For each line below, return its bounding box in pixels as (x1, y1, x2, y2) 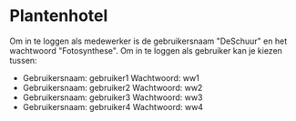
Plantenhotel (9, 5, 108, 26)
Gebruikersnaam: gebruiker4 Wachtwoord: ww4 (22, 101, 203, 112)
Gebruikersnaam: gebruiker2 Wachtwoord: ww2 (22, 82, 203, 93)
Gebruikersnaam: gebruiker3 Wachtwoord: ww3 (22, 92, 203, 103)
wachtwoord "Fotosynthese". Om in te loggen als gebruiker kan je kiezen (9, 45, 282, 55)
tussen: (9, 55, 38, 66)
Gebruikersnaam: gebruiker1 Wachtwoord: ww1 (22, 72, 200, 83)
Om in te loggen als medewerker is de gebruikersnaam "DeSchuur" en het (9, 35, 288, 46)
